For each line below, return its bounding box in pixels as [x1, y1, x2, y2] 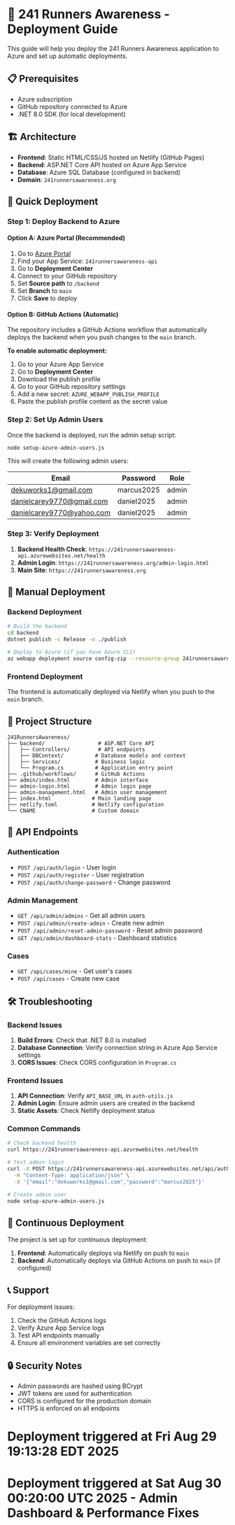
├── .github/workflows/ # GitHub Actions [7, 770, 145, 777]
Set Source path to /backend [17, 279, 100, 288]
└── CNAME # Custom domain [7, 807, 139, 814]
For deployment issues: [7, 1303, 75, 1311]
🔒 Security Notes [7, 1360, 83, 1372]
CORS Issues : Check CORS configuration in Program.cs [17, 1058, 177, 1066]
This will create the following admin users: [7, 457, 129, 465]
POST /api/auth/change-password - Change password [17, 878, 171, 886]
